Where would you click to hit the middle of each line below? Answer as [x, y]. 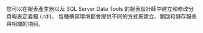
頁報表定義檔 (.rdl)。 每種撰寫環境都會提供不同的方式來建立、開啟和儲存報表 [102, 16]
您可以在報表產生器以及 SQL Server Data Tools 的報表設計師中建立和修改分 [100, 9]
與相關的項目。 [25, 24]
